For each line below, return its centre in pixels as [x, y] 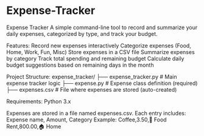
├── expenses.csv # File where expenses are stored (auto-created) [92, 89]
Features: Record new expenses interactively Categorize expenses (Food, [99, 46]
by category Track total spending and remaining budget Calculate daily [95, 58]
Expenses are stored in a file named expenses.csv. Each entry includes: [96, 113]
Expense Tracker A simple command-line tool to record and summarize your [102, 27]
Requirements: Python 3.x [39, 101]
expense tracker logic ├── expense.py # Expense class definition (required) [102, 83]
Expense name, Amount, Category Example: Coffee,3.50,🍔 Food [86, 120]
